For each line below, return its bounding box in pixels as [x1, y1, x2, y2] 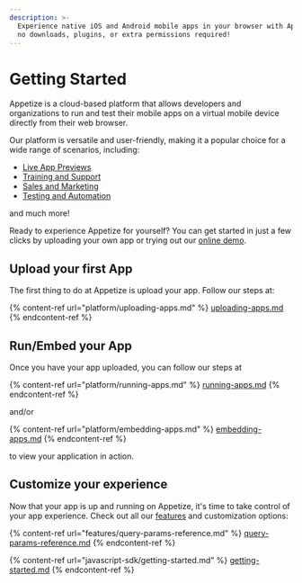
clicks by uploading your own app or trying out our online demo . [9, 235, 247, 246]
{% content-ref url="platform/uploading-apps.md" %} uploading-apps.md [9, 302, 284, 313]
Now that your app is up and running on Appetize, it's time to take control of [9, 500, 290, 511]
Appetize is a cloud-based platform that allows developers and [9, 98, 242, 109]
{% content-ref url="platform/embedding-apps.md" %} [9, 424, 214, 435]
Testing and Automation [22, 191, 111, 202]
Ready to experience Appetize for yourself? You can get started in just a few [9, 226, 292, 237]
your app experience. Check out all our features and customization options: [9, 510, 289, 521]
